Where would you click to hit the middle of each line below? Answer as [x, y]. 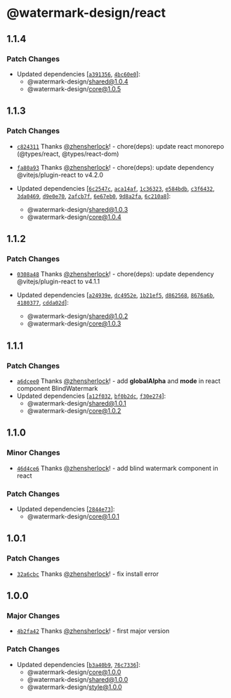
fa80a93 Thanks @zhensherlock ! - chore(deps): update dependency [115, 167]
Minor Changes [33, 452]
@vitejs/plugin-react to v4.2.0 [60, 175]
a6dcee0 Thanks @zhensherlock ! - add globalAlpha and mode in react [118, 381]
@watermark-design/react [86, 13]
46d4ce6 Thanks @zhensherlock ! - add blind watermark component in [117, 468]
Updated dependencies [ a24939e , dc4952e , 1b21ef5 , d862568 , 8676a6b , [115, 295]
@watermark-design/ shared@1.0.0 [78, 679]
